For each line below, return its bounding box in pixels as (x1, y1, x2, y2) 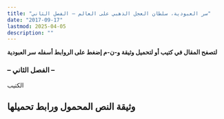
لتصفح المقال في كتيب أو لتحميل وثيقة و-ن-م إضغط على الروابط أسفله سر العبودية (7, 48, 218, 56)
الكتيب (7, 80, 24, 89)
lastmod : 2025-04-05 (7, 23, 67, 30)
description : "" (7, 29, 54, 36)
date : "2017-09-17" (7, 17, 63, 23)
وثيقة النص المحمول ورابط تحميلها (7, 100, 136, 112)
